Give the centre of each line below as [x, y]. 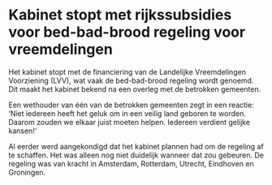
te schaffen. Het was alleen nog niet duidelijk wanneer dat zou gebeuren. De [136, 155]
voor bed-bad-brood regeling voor [127, 32]
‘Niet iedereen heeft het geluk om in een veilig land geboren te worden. [127, 113]
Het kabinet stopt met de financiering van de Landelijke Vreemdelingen [127, 71]
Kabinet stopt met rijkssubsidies [120, 15]
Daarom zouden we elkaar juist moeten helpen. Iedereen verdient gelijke [129, 122]
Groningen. [27, 172]
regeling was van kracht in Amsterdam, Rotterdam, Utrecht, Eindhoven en [131, 163]
